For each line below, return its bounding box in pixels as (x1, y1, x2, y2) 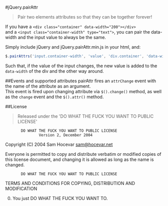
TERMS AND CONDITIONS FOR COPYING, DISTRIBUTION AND (5, 180, 135, 186)
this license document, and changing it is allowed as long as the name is (5, 156, 154, 162)
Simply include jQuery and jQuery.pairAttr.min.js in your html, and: (5, 44, 141, 50)
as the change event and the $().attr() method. (5, 94, 104, 100)
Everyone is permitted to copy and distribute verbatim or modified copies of (5, 151, 161, 157)
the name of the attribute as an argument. (5, 83, 91, 89)
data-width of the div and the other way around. (5, 68, 104, 74)
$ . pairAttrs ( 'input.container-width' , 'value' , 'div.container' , (5, 54, 144, 59)
